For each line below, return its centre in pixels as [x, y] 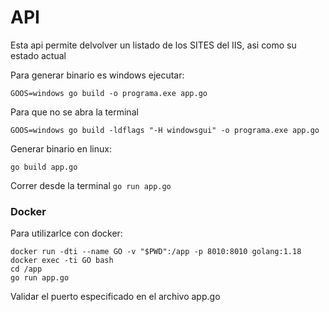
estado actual [38, 55]
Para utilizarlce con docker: [66, 233]
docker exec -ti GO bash [62, 261]
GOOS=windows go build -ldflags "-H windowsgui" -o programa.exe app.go [165, 130]
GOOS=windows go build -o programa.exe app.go [109, 93]
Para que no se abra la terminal [74, 112]
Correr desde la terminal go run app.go [91, 185]
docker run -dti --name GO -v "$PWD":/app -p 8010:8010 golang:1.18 [156, 252]
